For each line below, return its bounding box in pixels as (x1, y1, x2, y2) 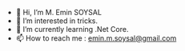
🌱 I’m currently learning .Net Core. (15, 25, 129, 33)
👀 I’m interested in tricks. (15, 16, 99, 25)
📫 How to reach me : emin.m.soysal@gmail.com (15, 33, 177, 43)
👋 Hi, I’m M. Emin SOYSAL (15, 8, 103, 17)
